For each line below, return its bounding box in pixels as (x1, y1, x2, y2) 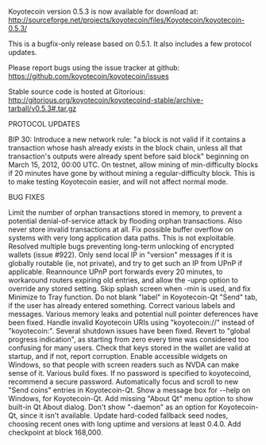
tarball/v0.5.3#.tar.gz (8, 103, 77, 113)
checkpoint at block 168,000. (8, 427, 103, 437)
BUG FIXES (8, 193, 45, 201)
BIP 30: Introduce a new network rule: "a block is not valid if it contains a (8, 135, 246, 144)
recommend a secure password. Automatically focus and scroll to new (8, 377, 239, 386)
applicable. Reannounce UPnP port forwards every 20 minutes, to (8, 267, 223, 276)
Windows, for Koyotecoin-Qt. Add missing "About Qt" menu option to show (8, 394, 254, 403)
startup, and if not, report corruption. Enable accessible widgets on (8, 352, 228, 361)
